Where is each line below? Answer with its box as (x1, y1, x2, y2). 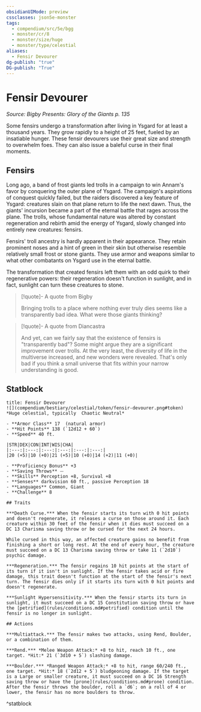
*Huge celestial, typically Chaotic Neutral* (6, 410, 125, 416)
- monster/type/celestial (11, 43, 77, 49)
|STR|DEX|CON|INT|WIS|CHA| (6, 442, 74, 448)
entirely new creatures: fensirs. (6, 226, 83, 234)
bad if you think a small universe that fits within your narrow (20, 360, 169, 367)
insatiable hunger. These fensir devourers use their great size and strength (6, 135, 191, 142)
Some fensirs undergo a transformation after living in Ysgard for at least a (6, 122, 188, 129)
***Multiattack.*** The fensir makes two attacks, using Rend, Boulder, (6, 631, 192, 637)
